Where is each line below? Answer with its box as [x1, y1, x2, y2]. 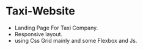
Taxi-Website [5, 4, 76, 18]
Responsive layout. [14, 30, 62, 37]
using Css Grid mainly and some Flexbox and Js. [14, 37, 137, 44]
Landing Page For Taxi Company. [14, 24, 98, 31]
